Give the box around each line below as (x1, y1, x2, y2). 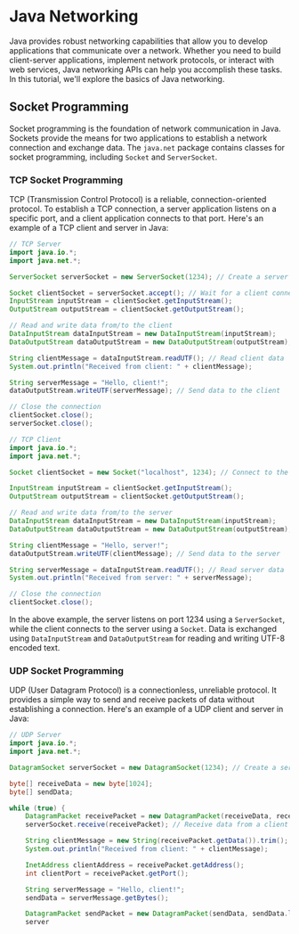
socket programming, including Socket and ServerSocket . (9, 152, 218, 162)
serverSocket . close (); (9, 419, 93, 429)
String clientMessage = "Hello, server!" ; (9, 541, 169, 550)
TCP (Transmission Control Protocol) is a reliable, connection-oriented (9, 194, 267, 205)
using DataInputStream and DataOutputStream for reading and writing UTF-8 (9, 633, 286, 643)
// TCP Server (9, 240, 62, 249)
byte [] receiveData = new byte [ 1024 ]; (9, 779, 153, 788)
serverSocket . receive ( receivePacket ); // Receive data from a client (25, 820, 289, 830)
